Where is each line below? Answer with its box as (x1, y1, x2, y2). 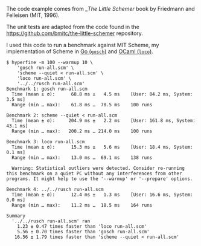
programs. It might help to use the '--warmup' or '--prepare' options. (6, 176, 193, 182)
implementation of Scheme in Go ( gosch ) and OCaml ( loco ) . (6, 48, 154, 55)
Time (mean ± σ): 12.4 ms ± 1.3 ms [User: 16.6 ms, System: (11, 192, 193, 198)
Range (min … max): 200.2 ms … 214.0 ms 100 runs (11, 128, 153, 134)
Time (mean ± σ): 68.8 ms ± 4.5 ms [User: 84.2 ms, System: (11, 91, 193, 97)
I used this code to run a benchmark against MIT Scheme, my (6, 42, 159, 48)
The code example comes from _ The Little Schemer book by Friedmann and (6, 5, 195, 12)
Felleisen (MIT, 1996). (6, 11, 60, 19)
